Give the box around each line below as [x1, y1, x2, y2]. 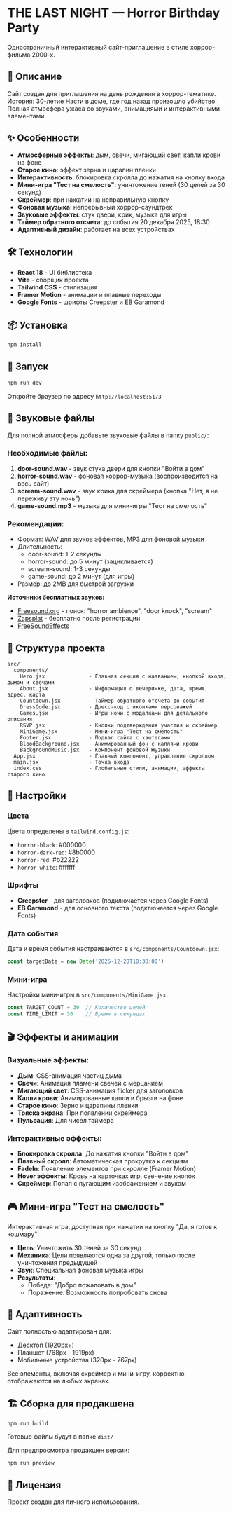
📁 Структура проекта [7, 642, 106, 654]
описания [7, 716, 33, 723]
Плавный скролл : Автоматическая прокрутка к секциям [17, 1157, 188, 1165]
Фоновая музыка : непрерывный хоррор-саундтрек [17, 203, 173, 211]
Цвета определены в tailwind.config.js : [7, 827, 129, 835]
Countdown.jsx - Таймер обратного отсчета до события [20, 697, 205, 704]
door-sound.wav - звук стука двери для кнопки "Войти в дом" [17, 464, 205, 472]
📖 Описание [7, 71, 62, 83]
